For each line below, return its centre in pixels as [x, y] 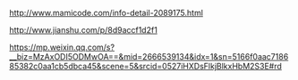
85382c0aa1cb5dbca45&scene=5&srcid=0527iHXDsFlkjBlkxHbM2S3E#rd [145, 66]
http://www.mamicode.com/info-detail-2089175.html [106, 13]
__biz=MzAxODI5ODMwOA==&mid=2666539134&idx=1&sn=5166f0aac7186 [149, 56]
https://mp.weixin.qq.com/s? [62, 47]
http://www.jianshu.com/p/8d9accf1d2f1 [84, 30]
